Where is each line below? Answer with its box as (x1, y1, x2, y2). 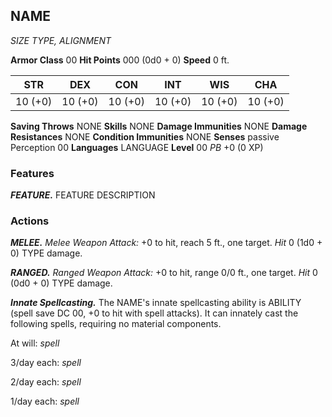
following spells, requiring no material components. (10, 318, 222, 330)
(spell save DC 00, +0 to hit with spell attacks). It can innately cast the (10, 307, 299, 319)
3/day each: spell (10, 357, 82, 369)
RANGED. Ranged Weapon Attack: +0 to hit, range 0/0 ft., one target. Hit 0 (10, 267, 318, 279)
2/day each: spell (10, 376, 82, 388)
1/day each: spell (10, 395, 80, 408)
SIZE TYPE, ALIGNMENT (10, 34, 112, 46)
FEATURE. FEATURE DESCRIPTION (10, 189, 156, 201)
